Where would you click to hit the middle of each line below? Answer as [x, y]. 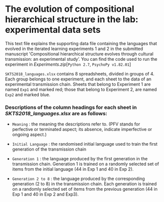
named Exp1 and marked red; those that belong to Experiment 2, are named [81, 89]
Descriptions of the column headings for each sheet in [71, 107]
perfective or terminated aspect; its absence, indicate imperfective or [82, 129]
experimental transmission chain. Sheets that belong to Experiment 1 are [78, 84]
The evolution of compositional [70, 9]
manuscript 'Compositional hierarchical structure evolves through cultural [79, 54]
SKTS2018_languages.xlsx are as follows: [56, 113]
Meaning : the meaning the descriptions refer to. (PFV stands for [76, 124]
